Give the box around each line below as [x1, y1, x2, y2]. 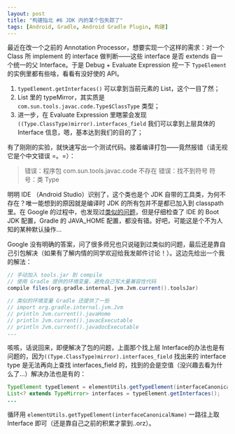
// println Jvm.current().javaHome [7, 310, 111, 317]
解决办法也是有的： [31, 370, 87, 378]
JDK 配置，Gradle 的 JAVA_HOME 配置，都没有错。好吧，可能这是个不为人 [7, 216, 223, 225]
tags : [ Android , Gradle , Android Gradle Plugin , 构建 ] [7, 23, 169, 30]
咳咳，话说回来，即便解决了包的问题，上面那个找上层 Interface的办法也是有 [7, 344, 225, 352]
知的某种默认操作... [7, 225, 62, 234]
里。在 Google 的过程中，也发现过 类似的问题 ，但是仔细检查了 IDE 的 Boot [7, 208, 219, 216]
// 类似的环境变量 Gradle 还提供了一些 [7, 297, 110, 304]
